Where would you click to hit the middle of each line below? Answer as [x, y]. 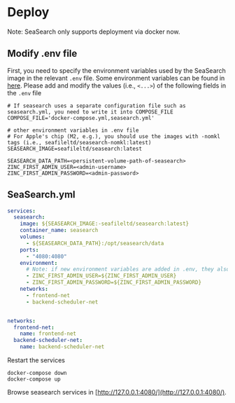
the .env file [24, 93]
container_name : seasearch [59, 231]
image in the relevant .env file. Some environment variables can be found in [116, 78]
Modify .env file [42, 54]
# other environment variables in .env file [73, 130]
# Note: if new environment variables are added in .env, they [120, 269]
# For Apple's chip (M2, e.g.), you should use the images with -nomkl [114, 136]
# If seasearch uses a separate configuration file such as [97, 106]
